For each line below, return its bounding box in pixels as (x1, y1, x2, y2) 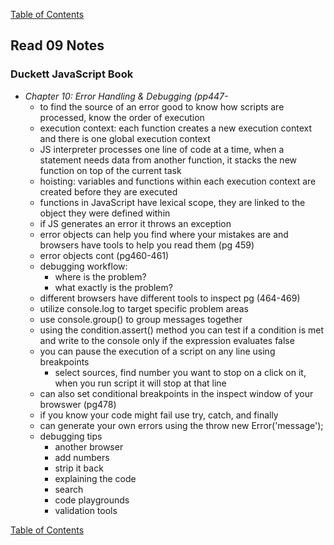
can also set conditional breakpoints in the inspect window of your (39, 387, 314, 399)
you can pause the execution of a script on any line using (39, 345, 276, 357)
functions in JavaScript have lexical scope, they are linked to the (39, 196, 306, 208)
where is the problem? (54, 270, 147, 283)
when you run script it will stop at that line (54, 377, 227, 389)
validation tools (54, 504, 118, 516)
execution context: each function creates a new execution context (39, 122, 313, 134)
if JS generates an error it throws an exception (39, 217, 232, 229)
